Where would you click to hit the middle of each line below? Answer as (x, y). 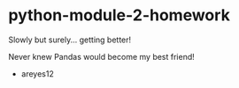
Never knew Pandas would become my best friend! (102, 56)
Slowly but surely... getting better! (70, 40)
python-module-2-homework (119, 15)
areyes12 (37, 73)
